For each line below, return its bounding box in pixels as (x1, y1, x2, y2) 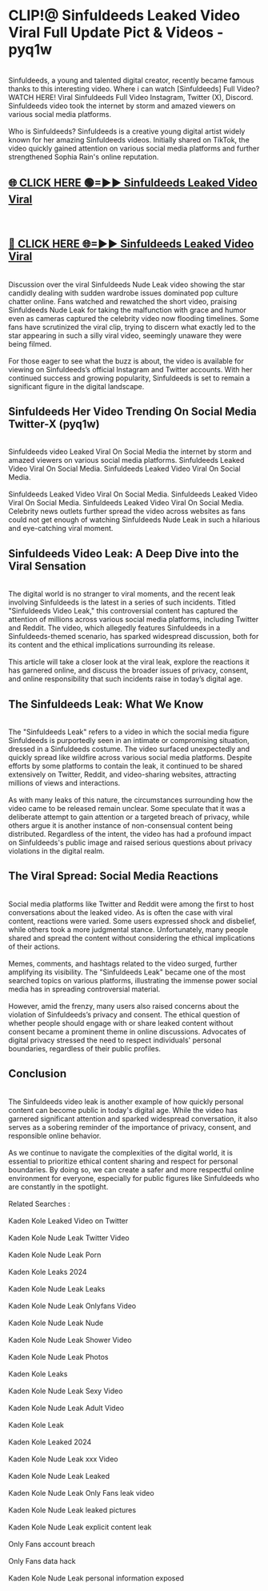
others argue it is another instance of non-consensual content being (8, 821, 234, 830)
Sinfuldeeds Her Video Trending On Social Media (8, 404, 258, 418)
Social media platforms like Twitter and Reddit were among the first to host (8, 899, 254, 909)
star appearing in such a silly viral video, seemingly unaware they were (8, 331, 242, 340)
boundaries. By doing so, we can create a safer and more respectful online (8, 1164, 254, 1175)
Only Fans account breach (8, 1539, 95, 1549)
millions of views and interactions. (8, 778, 121, 787)
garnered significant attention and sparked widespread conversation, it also (8, 1114, 258, 1123)
